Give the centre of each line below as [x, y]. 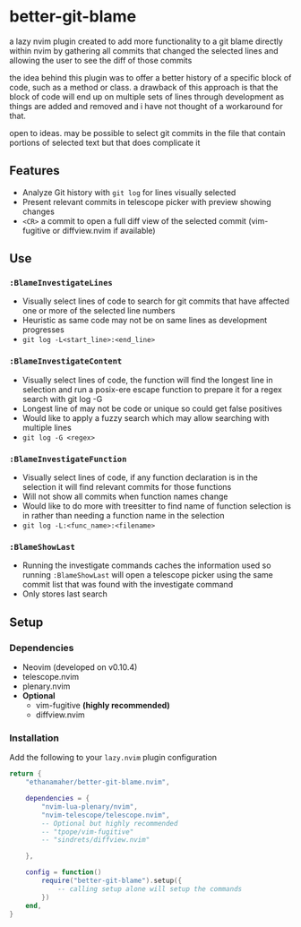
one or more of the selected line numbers [99, 311]
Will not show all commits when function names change [125, 497]
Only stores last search [64, 594]
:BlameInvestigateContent [66, 361]
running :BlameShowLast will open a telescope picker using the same [147, 575]
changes [39, 211]
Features [34, 171]
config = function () [64, 872]
